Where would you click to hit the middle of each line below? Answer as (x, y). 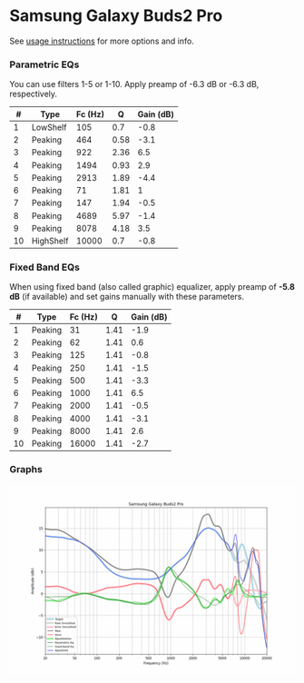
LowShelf (49, 127)
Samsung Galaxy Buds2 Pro (116, 16)
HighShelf (50, 241)
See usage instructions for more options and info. (102, 41)
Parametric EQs (44, 64)
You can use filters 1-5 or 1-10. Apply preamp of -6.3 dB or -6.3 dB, (134, 84)
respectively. (33, 94)
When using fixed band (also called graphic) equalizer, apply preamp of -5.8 (152, 287)
